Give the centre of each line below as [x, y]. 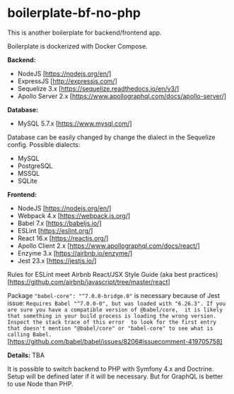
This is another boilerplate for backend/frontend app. [84, 32]
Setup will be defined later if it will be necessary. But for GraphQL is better [115, 376]
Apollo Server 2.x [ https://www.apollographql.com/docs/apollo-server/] [122, 96]
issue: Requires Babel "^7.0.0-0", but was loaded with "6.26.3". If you [117, 303]
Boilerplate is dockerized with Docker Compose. [77, 46]
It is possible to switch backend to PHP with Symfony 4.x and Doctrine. [111, 369]
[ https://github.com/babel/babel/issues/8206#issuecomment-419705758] [115, 341]
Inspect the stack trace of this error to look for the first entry [112, 322]
